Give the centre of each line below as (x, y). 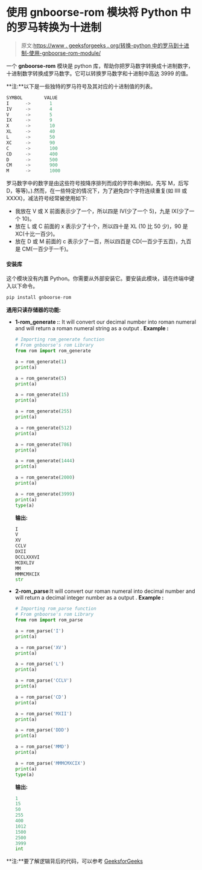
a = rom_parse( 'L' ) (39, 664)
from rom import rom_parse (49, 620)
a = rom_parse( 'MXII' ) (43, 714)
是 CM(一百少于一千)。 (43, 249)
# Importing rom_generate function (60, 339)
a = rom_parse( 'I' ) (39, 631)
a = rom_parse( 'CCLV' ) (43, 681)
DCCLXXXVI (27, 557)
